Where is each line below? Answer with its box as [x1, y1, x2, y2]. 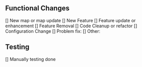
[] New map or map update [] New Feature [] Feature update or [5, 17, 136, 23]
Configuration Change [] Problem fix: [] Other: [5, 28, 101, 34]
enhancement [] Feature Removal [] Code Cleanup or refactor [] [5, 23, 137, 29]
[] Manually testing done [5, 56, 56, 62]
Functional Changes [5, 4, 69, 13]
